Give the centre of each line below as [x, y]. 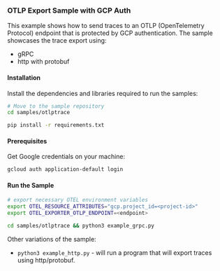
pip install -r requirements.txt [56, 125]
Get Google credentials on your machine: [66, 157]
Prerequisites [27, 141]
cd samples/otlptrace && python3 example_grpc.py [81, 226]
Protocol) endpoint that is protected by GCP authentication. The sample [110, 33]
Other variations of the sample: [52, 239]
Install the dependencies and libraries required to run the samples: [103, 93]
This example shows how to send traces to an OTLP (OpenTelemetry [106, 26]
